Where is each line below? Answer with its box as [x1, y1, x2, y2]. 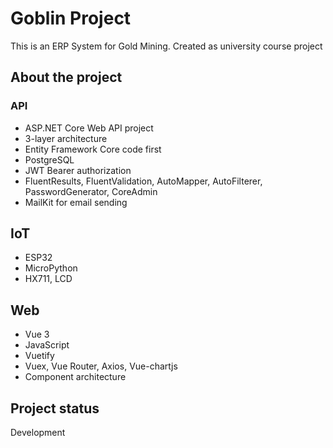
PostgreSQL [24, 153, 75, 166]
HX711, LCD [24, 273, 73, 285]
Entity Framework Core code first [24, 143, 162, 155]
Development [10, 427, 66, 439]
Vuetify [24, 350, 55, 362]
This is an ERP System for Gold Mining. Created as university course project [10, 40, 323, 52]
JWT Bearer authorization [24, 164, 132, 176]
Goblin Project [10, 7, 132, 30]
